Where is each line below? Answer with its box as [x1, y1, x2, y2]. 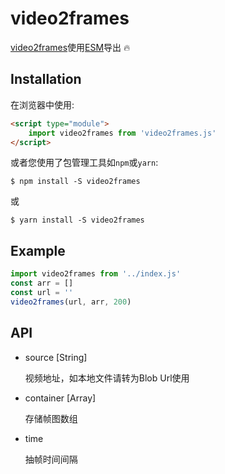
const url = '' [10, 287, 74, 297]
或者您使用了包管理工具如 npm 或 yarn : [10, 157, 159, 169]
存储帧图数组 [24, 412, 78, 424]
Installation [10, 71, 82, 88]
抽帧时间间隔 [24, 453, 78, 465]
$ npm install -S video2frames [10, 177, 141, 187]
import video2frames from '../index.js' [10, 269, 182, 279]
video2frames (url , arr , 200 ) [10, 297, 132, 307]
